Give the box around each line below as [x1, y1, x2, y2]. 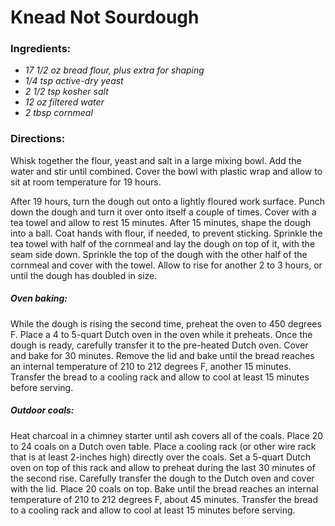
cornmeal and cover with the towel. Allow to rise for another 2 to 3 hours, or [10, 259, 323, 271]
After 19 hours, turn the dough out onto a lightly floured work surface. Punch [10, 195, 326, 207]
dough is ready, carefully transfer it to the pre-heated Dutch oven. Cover [10, 339, 309, 351]
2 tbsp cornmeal [24, 107, 93, 119]
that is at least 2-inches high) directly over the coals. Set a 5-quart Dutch [10, 451, 311, 463]
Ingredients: [10, 42, 72, 56]
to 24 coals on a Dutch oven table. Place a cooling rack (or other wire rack [10, 440, 317, 452]
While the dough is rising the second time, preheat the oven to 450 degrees [10, 317, 322, 330]
